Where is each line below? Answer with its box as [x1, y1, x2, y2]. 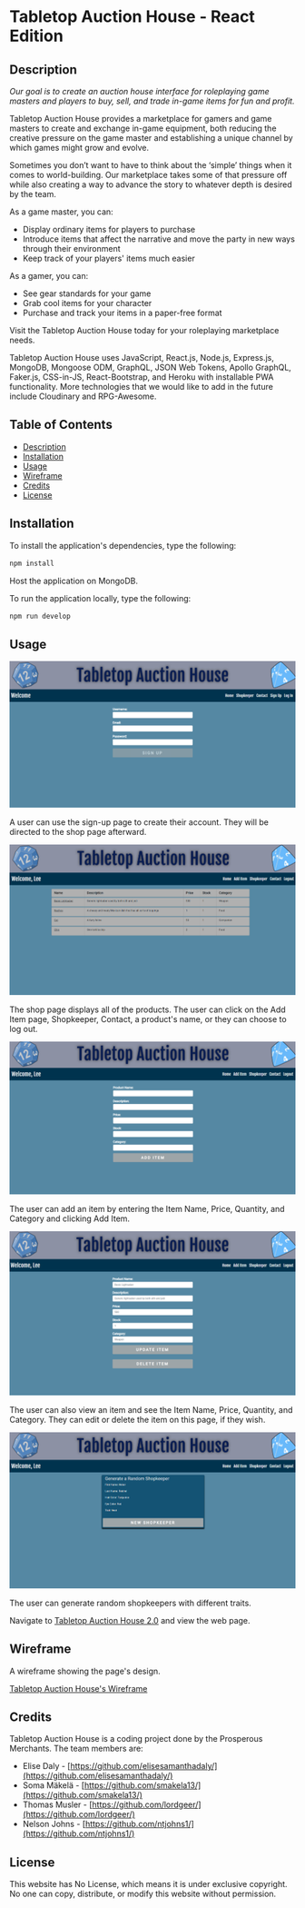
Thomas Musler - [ [22, 1799, 93, 1810]
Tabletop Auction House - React [9, 6, 256, 27]
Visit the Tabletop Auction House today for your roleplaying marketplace [9, 325, 280, 335]
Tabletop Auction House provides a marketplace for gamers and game [9, 114, 272, 124]
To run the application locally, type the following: [9, 592, 192, 603]
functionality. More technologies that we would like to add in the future [9, 382, 274, 392]
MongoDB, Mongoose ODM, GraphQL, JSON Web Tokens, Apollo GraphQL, [9, 362, 292, 373]
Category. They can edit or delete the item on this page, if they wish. [9, 1414, 266, 1425]
